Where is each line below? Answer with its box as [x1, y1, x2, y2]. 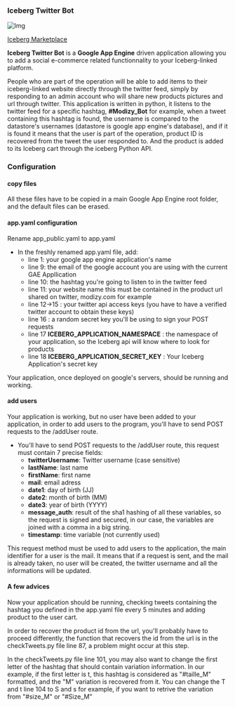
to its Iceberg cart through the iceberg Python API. [7, 145, 153, 153]
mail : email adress [27, 478, 81, 487]
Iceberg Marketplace [7, 35, 68, 44]
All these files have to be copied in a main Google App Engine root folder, [7, 195, 219, 204]
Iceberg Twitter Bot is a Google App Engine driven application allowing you [7, 48, 227, 58]
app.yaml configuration [7, 218, 78, 227]
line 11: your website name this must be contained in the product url [27, 285, 223, 293]
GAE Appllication [27, 270, 77, 279]
